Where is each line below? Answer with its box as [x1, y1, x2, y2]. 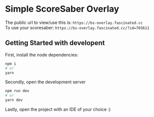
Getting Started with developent [5, 39, 105, 47]
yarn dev [5, 97, 23, 103]
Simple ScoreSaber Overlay [5, 3, 119, 15]
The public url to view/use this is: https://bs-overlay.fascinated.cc [5, 19, 143, 25]
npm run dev [5, 89, 29, 94]
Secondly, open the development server [5, 79, 86, 85]
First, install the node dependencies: [5, 52, 79, 58]
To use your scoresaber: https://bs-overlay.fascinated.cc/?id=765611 [5, 24, 150, 30]
